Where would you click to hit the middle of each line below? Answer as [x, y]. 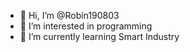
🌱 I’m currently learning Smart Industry [99, 36]
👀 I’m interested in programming [86, 26]
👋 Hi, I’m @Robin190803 [69, 15]
